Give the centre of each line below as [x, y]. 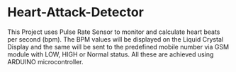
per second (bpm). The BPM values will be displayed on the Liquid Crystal [116, 39]
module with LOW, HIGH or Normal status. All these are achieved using [111, 54]
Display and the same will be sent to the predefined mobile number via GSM [118, 47]
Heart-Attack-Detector [75, 12]
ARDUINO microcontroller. [45, 61]
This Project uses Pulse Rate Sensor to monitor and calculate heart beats [114, 32]
